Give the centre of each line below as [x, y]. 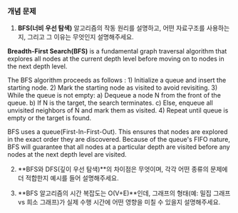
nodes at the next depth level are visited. [67, 155]
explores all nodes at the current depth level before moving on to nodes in [116, 59]
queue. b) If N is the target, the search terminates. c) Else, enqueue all [110, 103]
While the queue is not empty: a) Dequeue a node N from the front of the [114, 95]
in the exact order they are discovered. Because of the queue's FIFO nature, [119, 140]
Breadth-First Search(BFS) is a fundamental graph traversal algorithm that [117, 51]
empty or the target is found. [50, 118]
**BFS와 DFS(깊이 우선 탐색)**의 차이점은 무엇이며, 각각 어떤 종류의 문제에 [123, 170]
